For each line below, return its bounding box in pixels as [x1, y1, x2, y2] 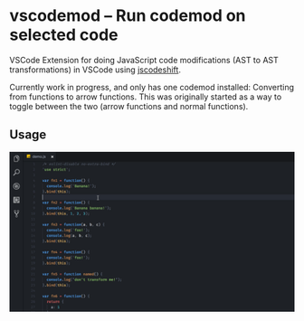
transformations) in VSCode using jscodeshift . [9, 64, 181, 75]
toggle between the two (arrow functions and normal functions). [9, 100, 249, 111]
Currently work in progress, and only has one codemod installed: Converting [9, 81, 295, 92]
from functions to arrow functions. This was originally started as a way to [9, 91, 282, 102]
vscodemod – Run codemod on [9, 5, 246, 26]
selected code [9, 24, 119, 45]
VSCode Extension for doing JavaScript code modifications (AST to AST [9, 54, 279, 65]
